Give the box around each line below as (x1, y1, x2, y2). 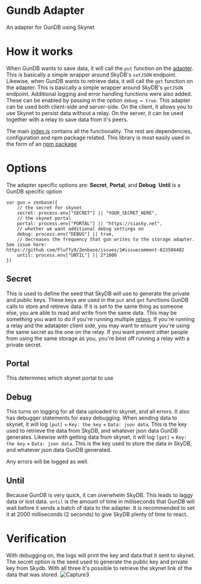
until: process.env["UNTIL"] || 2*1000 (17, 252, 117, 258)
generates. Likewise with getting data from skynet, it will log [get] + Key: (6, 433, 187, 441)
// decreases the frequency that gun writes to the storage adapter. (17, 236, 196, 242)
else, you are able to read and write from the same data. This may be (6, 309, 177, 316)
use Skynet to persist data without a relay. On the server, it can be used (6, 109, 184, 116)
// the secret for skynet (17, 204, 82, 211)
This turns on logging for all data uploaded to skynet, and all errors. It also (6, 408, 190, 415)
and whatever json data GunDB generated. (6, 447, 112, 454)
